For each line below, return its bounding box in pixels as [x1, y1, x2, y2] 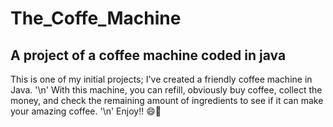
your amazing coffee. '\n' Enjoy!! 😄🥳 [10, 105, 162, 117]
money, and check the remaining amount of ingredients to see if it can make [10, 95, 324, 106]
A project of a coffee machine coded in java [10, 47, 287, 64]
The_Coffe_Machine [10, 7, 182, 30]
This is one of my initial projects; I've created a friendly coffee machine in [10, 73, 313, 85]
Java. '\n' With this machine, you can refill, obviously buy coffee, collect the [10, 84, 323, 96]
